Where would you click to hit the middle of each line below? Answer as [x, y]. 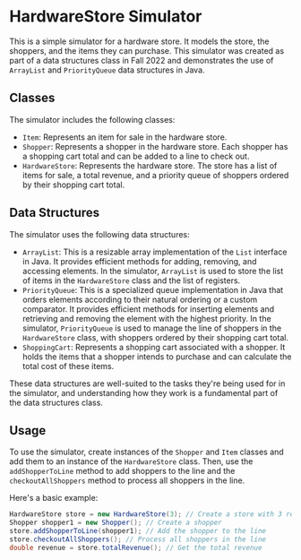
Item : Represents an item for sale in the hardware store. [125, 137]
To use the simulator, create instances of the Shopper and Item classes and [146, 452]
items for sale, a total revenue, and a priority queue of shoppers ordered [155, 175]
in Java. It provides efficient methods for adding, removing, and [139, 261]
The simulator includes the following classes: [92, 119]
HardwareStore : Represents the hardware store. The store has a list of [150, 165]
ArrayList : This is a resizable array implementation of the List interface [155, 252]
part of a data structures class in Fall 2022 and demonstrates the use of [142, 60]
